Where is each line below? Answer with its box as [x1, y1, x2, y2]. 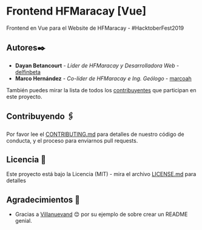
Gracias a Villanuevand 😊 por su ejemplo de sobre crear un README [15, 211, 188, 218]
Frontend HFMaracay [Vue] [6, 4, 147, 18]
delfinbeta [15, 68, 41, 75]
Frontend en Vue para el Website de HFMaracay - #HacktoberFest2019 [6, 24, 184, 32]
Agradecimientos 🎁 [6, 194, 81, 205]
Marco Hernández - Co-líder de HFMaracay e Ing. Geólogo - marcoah [15, 75, 192, 82]
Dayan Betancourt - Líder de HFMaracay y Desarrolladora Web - [15, 62, 180, 69]
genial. [15, 217, 32, 225]
